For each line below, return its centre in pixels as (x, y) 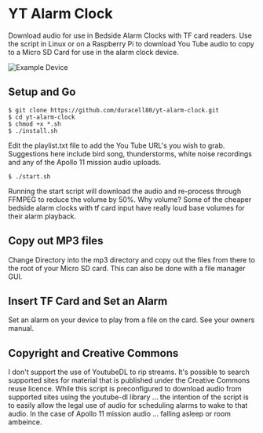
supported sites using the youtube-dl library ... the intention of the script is (128, 397)
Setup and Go (42, 92)
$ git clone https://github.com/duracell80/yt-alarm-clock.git (114, 110)
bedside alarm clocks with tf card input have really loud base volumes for (126, 207)
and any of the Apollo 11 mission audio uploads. (85, 162)
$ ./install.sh (33, 130)
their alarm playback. (42, 216)
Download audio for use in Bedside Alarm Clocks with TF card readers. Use (130, 35)
